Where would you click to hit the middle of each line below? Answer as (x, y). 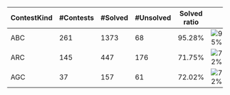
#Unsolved (153, 18)
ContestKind (31, 18)
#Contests (77, 18)
